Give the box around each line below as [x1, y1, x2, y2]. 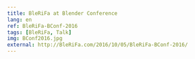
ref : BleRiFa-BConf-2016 [7, 22, 78, 29]
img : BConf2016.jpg [7, 35, 63, 42]
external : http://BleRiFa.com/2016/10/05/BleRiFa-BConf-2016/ [7, 41, 188, 48]
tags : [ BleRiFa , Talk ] [7, 28, 72, 36]
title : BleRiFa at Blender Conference [7, 9, 118, 17]
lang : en [7, 16, 32, 23]
